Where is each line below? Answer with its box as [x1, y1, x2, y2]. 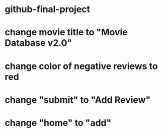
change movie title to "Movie [5, 27, 128, 38]
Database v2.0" [5, 37, 72, 49]
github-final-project [5, 4, 91, 15]
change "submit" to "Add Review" [5, 94, 151, 105]
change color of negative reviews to [5, 60, 158, 72]
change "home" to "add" [5, 117, 112, 128]
